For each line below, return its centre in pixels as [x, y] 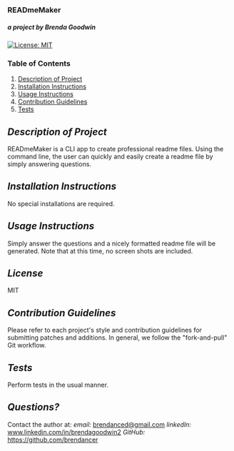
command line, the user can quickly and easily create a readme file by [110, 156]
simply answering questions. [49, 164]
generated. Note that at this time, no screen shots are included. [100, 250]
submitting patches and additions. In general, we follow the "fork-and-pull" [117, 338]
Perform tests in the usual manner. [58, 385]
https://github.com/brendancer [53, 440]
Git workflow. [27, 345]
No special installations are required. [61, 203]
